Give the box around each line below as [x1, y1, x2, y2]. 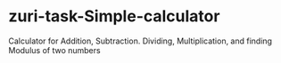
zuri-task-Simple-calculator [8, 6, 220, 27]
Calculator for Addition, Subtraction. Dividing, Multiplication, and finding [8, 35, 273, 46]
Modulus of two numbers [8, 44, 101, 55]
